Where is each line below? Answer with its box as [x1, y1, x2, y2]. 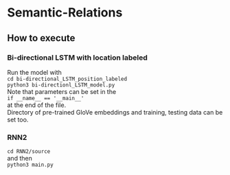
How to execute [7, 32, 76, 44]
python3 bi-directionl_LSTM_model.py [7, 81, 115, 89]
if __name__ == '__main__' [7, 95, 84, 102]
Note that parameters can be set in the [7, 87, 117, 95]
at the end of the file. [7, 101, 67, 109]
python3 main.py [7, 161, 54, 169]
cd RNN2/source [7, 148, 51, 155]
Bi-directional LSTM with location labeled [7, 53, 148, 62]
